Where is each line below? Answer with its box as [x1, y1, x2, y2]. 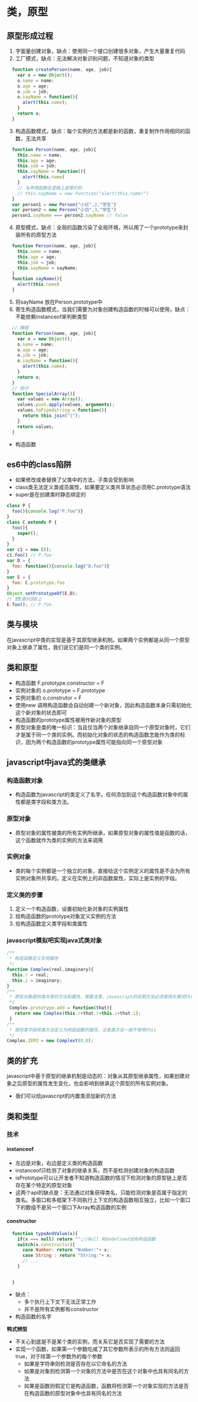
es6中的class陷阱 [6, 459, 72, 469]
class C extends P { [6, 519, 58, 525]
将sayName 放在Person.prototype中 [15, 299, 103, 305]
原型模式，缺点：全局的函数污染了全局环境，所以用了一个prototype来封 [15, 224, 189, 231]
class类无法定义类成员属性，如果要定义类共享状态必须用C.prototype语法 [15, 483, 191, 491]
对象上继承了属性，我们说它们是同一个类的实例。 [6, 643, 125, 651]
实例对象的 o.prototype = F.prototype [15, 687, 105, 694]
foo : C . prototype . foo [12, 580, 65, 586]
